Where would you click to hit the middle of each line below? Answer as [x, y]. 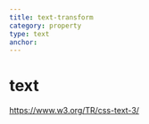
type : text [29, 34]
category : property [46, 26]
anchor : [24, 42]
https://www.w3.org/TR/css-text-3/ [74, 111]
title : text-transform [51, 17]
